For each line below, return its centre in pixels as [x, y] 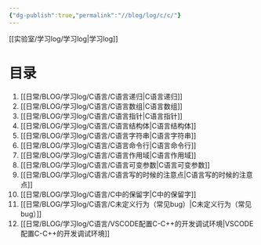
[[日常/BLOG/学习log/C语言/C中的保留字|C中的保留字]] [108, 194]
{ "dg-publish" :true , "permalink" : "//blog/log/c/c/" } [95, 15]
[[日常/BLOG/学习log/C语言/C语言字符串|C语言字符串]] [108, 135]
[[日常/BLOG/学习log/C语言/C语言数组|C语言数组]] [101, 106]
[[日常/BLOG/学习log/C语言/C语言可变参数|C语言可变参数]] [115, 164]
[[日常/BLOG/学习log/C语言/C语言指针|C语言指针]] [101, 116]
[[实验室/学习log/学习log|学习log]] [63, 38]
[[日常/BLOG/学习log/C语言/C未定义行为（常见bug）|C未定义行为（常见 [136, 204]
